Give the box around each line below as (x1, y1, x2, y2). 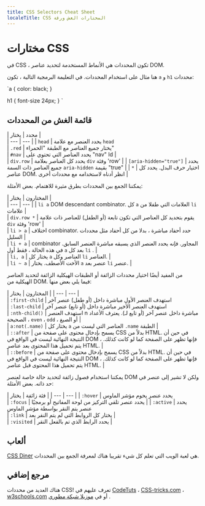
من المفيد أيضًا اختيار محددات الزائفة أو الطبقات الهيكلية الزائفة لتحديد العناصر (7, 271, 183, 279)
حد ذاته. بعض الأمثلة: (7, 380, 54, 387)
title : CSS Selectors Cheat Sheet (7, 9, 96, 15)
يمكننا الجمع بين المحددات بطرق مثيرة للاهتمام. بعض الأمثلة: (7, 182, 143, 190)
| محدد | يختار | (7, 131, 42, 139)
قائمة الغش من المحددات (7, 115, 92, 125)
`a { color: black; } (7, 85, 53, 93)
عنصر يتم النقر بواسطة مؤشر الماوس (7, 405, 93, 412)
